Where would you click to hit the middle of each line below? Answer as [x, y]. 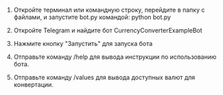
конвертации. [33, 84]
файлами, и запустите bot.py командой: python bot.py [92, 17]
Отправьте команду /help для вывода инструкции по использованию [115, 57]
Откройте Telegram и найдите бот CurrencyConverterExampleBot [108, 30]
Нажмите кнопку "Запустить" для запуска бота [83, 43]
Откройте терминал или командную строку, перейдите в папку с [109, 10]
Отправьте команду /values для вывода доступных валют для [104, 77]
